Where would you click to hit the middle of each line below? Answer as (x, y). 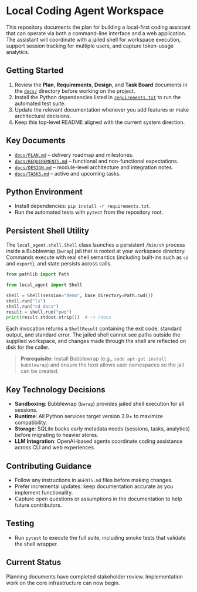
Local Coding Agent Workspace (85, 11)
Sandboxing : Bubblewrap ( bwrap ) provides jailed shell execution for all (99, 404)
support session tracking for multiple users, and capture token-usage (90, 46)
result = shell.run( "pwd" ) (39, 312)
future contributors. (38, 505)
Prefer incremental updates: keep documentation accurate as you (94, 486)
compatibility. (31, 423)
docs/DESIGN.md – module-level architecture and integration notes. (94, 167)
